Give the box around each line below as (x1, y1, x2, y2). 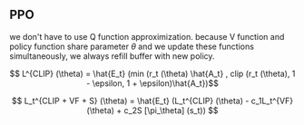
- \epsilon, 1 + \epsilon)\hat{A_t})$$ (85, 77, 220, 89)
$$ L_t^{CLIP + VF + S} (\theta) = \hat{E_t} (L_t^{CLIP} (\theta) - (12, 95, 250, 106)
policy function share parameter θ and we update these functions (9, 41, 254, 52)
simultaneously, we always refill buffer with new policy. (9, 50, 215, 62)
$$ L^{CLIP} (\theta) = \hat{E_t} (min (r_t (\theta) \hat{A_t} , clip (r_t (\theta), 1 (9, 68, 296, 79)
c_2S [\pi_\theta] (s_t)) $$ (123, 104, 219, 116)
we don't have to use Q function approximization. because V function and (9, 31, 285, 42)
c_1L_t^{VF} (250, 95, 293, 106)
